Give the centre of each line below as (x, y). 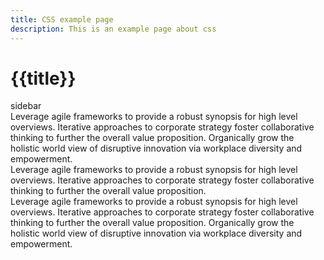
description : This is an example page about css (113, 29)
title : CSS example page (62, 19)
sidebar (26, 106)
